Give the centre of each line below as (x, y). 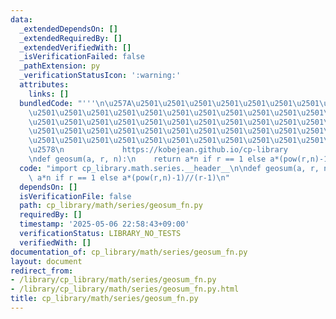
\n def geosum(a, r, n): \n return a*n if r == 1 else (147, 159)
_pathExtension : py (60, 66)
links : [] (49, 94)
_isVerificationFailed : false (82, 57)
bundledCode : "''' (58, 103)
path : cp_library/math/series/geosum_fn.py (111, 206)
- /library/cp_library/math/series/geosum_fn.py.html (125, 289)
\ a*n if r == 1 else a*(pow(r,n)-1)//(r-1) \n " (129, 177)
